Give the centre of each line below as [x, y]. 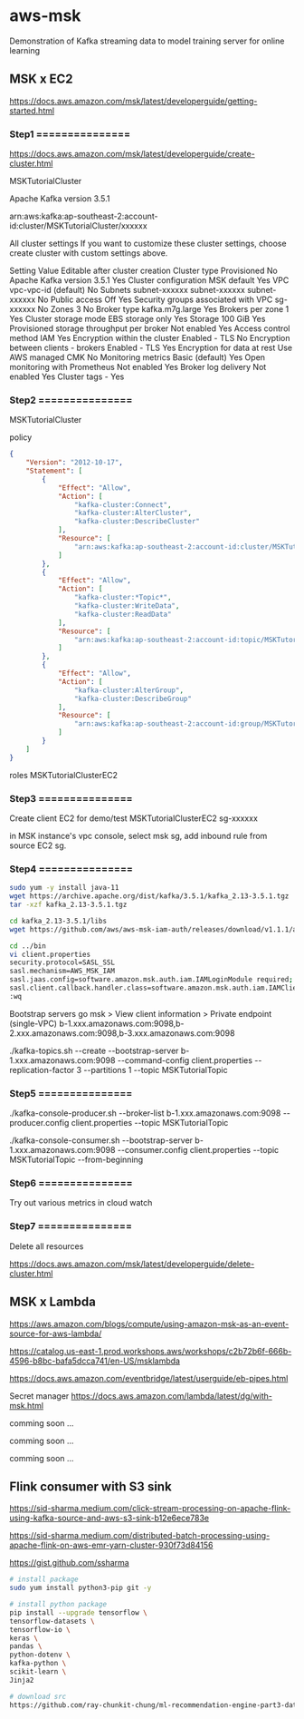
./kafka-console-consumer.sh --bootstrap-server [101, 1140]
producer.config [39, 1123]
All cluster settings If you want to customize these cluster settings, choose [148, 244]
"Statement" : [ [54, 471]
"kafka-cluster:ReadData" [123, 614]
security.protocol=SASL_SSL [62, 962]
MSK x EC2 [42, 79]
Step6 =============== [71, 1183]
